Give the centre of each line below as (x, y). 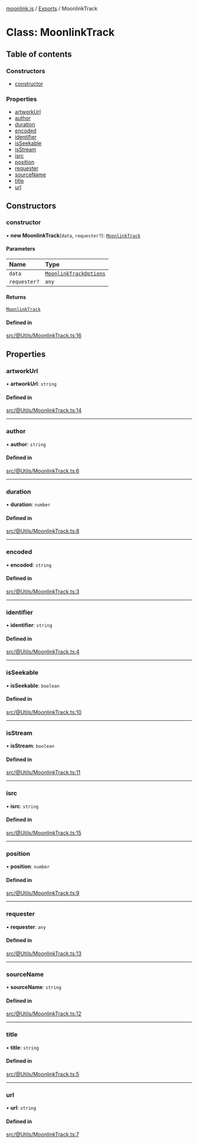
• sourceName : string (34, 987)
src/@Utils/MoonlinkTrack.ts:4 (43, 652)
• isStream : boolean (30, 746)
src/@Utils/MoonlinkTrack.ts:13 (44, 953)
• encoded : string (29, 565)
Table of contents (39, 54)
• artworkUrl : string (32, 384)
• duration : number (29, 505)
